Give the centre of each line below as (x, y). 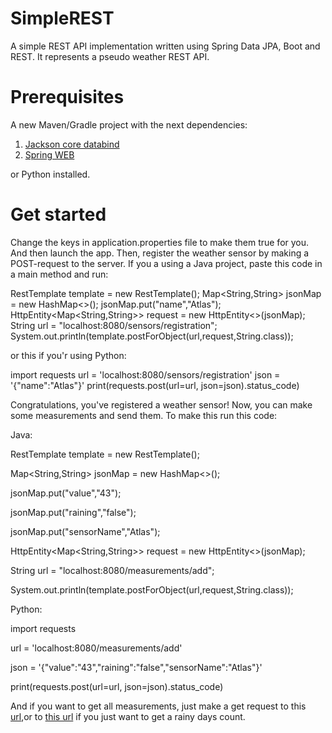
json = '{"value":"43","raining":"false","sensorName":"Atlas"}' (136, 667)
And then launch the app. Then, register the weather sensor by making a (160, 253)
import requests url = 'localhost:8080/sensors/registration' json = (145, 374)
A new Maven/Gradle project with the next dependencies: (129, 124)
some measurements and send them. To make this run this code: (144, 415)
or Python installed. (50, 174)
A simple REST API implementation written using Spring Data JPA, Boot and (165, 46)
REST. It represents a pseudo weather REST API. (110, 56)
